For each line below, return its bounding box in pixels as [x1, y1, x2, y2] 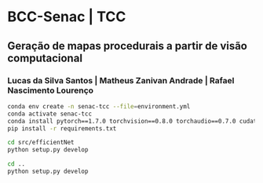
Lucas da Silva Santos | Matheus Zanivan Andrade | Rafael [7, 75, 235, 86]
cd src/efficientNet [7, 138, 75, 147]
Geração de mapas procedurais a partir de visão [7, 39, 248, 53]
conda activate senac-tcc [7, 110, 92, 118]
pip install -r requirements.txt [7, 124, 117, 133]
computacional [7, 51, 83, 64]
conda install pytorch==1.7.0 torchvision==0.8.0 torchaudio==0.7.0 [7, 117, 236, 125]
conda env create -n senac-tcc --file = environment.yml [7, 102, 191, 110]
